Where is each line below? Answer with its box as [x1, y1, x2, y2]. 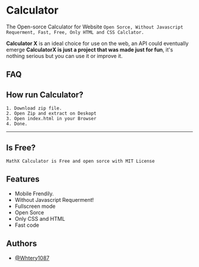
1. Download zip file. [6, 105, 62, 111]
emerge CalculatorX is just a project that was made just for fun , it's [6, 46, 174, 53]
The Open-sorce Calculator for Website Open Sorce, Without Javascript [6, 23, 184, 30]
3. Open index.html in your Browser [6, 116, 97, 122]
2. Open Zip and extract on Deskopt [6, 111, 97, 117]
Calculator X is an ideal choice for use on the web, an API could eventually [6, 40, 189, 47]
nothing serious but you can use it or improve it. [6, 52, 123, 59]
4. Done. [6, 121, 28, 127]
